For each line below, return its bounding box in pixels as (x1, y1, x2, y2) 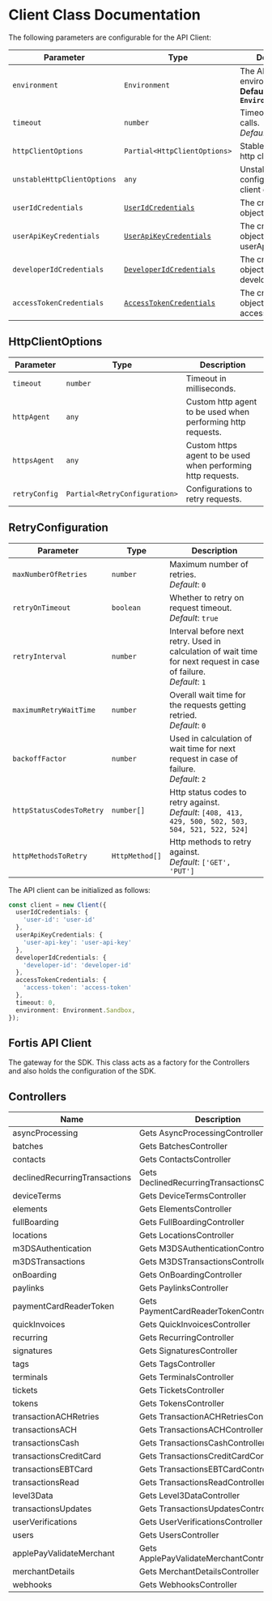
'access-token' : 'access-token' (23, 984, 132, 992)
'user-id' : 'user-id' (23, 916, 96, 924)
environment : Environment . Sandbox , (15, 1006, 136, 1014)
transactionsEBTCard (12, 1464, 93, 1475)
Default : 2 (169, 773, 206, 784)
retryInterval (12, 651, 67, 661)
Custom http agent (185, 395, 257, 407)
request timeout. (169, 602, 232, 613)
